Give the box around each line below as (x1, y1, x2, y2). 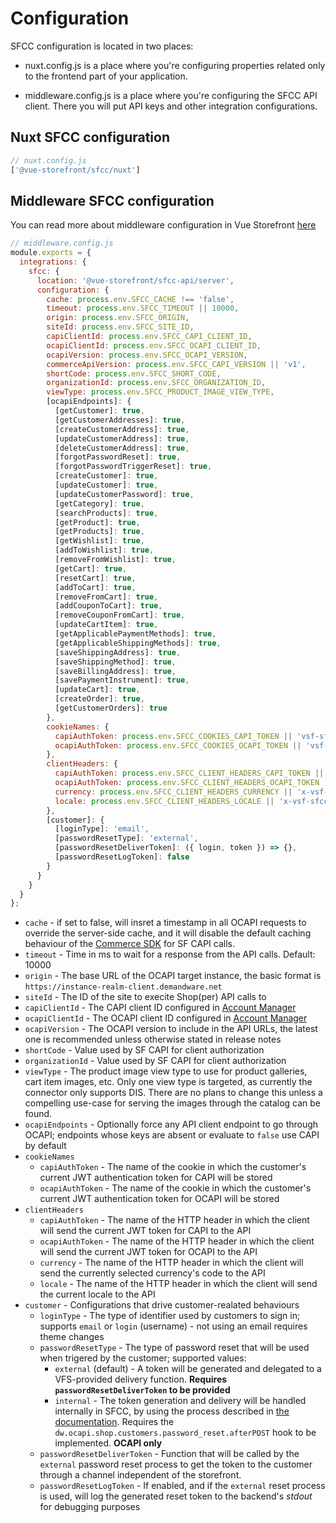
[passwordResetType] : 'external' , (54, 833, 199, 844)
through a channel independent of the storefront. (39, 1469, 242, 1481)
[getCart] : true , (54, 563, 128, 574)
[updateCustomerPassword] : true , (54, 489, 195, 499)
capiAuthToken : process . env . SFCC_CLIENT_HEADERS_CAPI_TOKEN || (54, 768, 325, 779)
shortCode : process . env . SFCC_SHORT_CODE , (46, 368, 222, 379)
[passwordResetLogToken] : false (54, 852, 190, 862)
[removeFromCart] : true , (54, 592, 159, 602)
